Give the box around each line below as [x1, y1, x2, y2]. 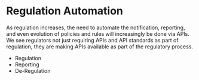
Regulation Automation [6, 4, 124, 18]
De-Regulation [14, 67, 51, 74]
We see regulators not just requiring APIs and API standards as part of [6, 36, 179, 44]
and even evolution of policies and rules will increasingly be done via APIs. [6, 30, 190, 37]
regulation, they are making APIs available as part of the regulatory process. [6, 43, 193, 50]
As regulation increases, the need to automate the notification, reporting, [6, 24, 185, 31]
